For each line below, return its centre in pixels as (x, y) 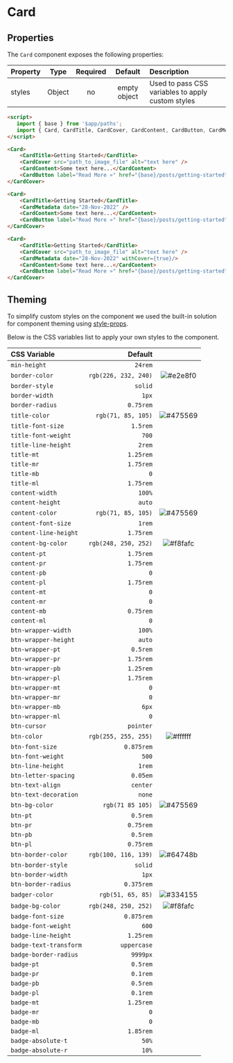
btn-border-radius (41, 884)
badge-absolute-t (39, 1040)
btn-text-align (36, 785)
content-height (36, 502)
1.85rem (140, 1031)
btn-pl (21, 844)
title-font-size (37, 426)
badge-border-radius (44, 954)
